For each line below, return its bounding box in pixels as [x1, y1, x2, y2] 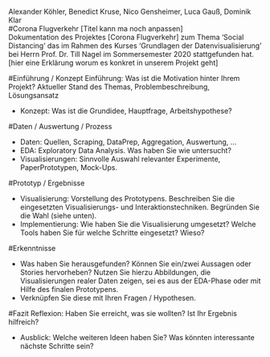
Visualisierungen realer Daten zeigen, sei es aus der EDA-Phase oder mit [19, 276, 261, 286]
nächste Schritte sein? [19, 341, 94, 351]
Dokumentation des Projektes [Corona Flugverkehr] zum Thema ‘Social [8, 32, 244, 42]
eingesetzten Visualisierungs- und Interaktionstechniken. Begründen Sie [19, 202, 260, 212]
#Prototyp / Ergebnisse [8, 178, 85, 188]
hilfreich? [8, 317, 39, 327]
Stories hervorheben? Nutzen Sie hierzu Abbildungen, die [19, 268, 211, 277]
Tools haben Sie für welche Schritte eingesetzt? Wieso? [19, 228, 205, 237]
